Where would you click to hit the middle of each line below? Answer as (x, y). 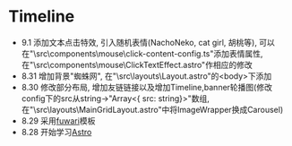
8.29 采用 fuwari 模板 (58, 120)
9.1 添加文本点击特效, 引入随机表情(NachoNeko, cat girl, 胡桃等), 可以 (148, 42)
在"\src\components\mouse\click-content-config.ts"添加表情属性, (142, 53)
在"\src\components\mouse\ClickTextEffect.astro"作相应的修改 (137, 64)
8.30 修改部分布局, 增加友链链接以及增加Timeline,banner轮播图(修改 (146, 87)
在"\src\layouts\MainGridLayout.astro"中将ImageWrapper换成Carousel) (152, 109)
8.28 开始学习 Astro (56, 132)
